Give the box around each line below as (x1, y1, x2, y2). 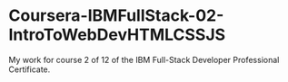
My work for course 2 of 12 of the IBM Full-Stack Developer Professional (8, 54, 280, 65)
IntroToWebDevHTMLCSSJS (8, 24, 226, 45)
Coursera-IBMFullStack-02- (8, 5, 224, 26)
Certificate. (8, 64, 51, 75)
